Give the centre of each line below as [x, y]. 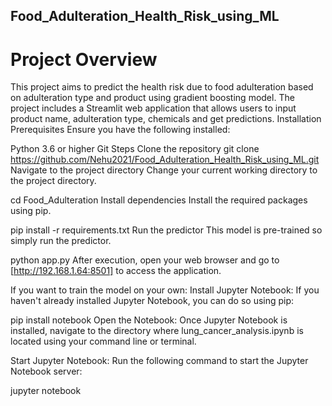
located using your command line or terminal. [103, 341]
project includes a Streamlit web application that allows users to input [153, 108]
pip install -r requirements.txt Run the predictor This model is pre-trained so [166, 230]
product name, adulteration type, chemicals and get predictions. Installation [166, 119]
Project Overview [84, 59]
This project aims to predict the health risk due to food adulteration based [162, 87]
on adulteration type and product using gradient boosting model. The [152, 98]
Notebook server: [46, 371]
